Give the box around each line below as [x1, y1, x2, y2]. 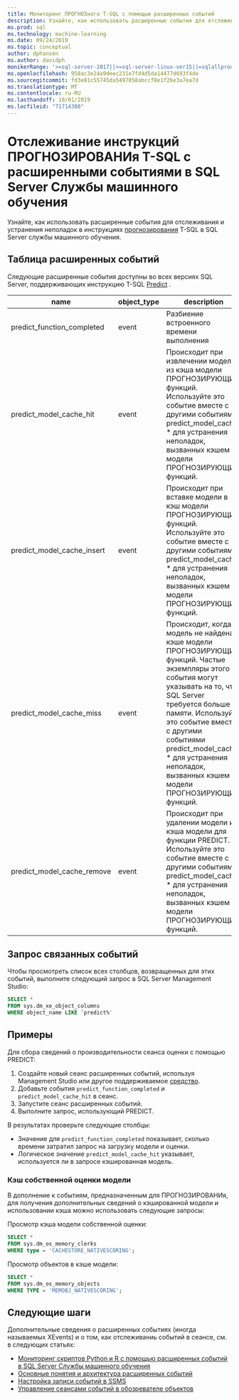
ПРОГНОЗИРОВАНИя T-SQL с [7, 149, 191, 165]
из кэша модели [166, 364, 223, 374]
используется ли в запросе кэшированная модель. [17, 1157, 174, 1165]
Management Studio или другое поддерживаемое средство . [17, 1076, 201, 1085]
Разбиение [166, 309, 204, 319]
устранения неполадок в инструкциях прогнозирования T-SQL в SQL [7, 225, 218, 233]
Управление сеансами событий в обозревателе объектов [17, 1384, 194, 1393]
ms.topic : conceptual [7, 43, 72, 51]
